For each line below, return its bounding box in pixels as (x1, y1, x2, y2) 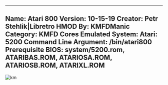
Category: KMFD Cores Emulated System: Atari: (5, 30, 158, 39)
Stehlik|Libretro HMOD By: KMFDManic (5, 22, 130, 31)
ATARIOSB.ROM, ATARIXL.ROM (5, 61, 105, 70)
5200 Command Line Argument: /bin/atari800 (5, 38, 152, 46)
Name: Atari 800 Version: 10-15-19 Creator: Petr (5, 14, 158, 23)
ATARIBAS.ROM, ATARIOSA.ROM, (5, 53, 112, 62)
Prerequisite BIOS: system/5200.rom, (5, 46, 125, 54)
